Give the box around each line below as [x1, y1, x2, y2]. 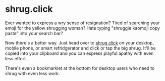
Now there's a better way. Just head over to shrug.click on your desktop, [5, 40, 154, 45]
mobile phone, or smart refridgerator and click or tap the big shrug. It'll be [5, 45, 156, 51]
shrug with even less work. [5, 70, 60, 76]
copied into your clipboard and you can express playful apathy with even [5, 50, 154, 56]
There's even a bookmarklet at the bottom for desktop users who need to [5, 65, 155, 71]
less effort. [5, 55, 27, 61]
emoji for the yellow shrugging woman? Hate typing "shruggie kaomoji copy [5, 25, 160, 31]
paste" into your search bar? [5, 30, 63, 36]
